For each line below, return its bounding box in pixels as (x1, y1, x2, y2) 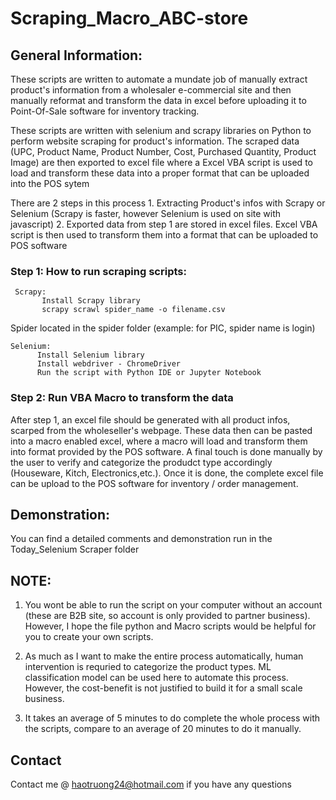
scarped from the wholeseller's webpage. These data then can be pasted (10, 424, 313, 436)
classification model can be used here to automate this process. (24, 672, 289, 684)
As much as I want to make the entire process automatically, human (24, 650, 304, 662)
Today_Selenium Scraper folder (10, 543, 140, 556)
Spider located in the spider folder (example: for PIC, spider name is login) (10, 322, 316, 334)
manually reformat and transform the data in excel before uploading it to (10, 95, 307, 106)
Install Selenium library (36, 350, 145, 361)
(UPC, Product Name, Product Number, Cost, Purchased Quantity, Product (10, 146, 317, 157)
